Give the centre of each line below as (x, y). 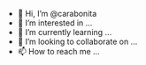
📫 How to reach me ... (58, 51)
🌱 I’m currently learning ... (65, 32)
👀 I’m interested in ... (55, 23)
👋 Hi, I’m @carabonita (57, 14)
